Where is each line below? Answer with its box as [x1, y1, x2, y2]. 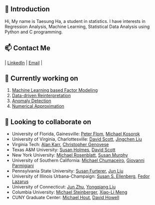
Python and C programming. [4, 28, 63, 35]
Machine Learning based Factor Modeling [11, 87, 98, 93]
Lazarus [11, 179, 29, 185]
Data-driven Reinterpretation [11, 93, 71, 99]
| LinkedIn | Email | [4, 59, 43, 65]
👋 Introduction [4, 5, 50, 13]
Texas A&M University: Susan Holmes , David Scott [11, 147, 116, 153]
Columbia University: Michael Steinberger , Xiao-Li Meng [11, 189, 128, 195]
